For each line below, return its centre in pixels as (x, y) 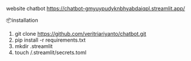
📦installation (22, 20)
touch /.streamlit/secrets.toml (51, 52)
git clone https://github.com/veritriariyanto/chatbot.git (80, 34)
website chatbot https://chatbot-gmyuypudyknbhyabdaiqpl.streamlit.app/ (96, 9)
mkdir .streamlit (34, 46)
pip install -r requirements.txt (50, 40)
